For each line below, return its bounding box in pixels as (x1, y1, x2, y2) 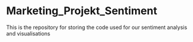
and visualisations (6, 30, 51, 37)
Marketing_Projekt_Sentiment (6, 4, 158, 18)
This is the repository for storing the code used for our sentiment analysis (6, 24, 188, 31)
